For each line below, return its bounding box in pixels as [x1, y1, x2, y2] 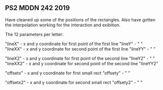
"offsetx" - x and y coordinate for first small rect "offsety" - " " [5, 70, 130, 76]
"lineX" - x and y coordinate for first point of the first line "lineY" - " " [5, 41, 143, 47]
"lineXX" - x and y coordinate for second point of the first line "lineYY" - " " [5, 46, 156, 52]
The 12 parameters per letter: [5, 31, 63, 37]
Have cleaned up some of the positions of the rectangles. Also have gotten [5, 17, 156, 22]
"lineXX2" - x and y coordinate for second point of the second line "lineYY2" [5, 60, 159, 66]
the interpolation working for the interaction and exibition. [5, 22, 121, 28]
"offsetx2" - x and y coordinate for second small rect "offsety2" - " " [5, 79, 143, 85]
